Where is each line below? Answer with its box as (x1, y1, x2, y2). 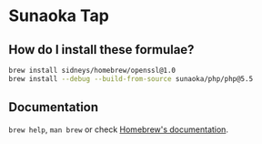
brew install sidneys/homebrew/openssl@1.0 (8, 66, 176, 75)
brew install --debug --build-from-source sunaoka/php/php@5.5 (8, 74, 254, 83)
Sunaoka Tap (8, 5, 110, 26)
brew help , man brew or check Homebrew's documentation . (8, 124, 229, 135)
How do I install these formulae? (8, 42, 195, 57)
